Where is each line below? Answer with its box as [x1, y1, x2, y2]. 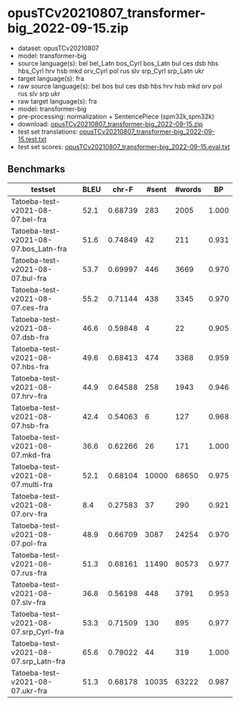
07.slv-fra [11, 597, 46, 607]
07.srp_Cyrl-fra [11, 626, 64, 636]
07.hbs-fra [11, 361, 49, 371]
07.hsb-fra [11, 420, 49, 430]
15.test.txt [17, 134, 47, 144]
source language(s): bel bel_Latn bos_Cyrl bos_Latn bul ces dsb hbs [17, 59, 219, 67]
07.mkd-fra [11, 450, 51, 460]
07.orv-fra [11, 509, 48, 519]
